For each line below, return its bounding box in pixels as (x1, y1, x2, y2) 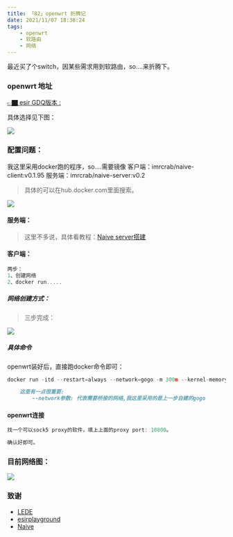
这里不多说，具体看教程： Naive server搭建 (24, 232, 146, 241)
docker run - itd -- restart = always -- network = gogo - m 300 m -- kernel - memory (7, 376, 228, 383)
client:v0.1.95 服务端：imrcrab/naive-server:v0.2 (7, 171, 146, 179)
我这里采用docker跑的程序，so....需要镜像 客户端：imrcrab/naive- (7, 162, 194, 171)
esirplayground (17, 515, 61, 523)
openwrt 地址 (7, 81, 53, 91)
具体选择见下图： (7, 113, 56, 121)
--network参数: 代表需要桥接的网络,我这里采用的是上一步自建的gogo (32, 395, 206, 402)
